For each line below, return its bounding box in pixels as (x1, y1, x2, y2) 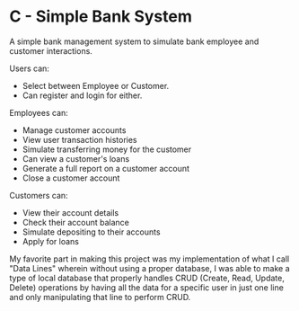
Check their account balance (22, 217, 130, 227)
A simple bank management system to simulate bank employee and (9, 36, 259, 47)
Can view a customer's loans (22, 153, 130, 164)
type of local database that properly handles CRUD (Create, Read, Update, (9, 272, 285, 283)
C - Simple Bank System (9, 6, 193, 27)
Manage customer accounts (22, 124, 127, 136)
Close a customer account (22, 173, 120, 183)
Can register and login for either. (22, 90, 143, 101)
